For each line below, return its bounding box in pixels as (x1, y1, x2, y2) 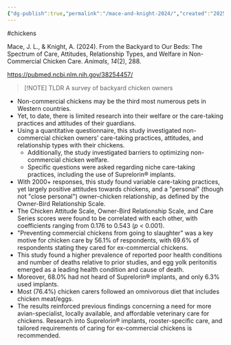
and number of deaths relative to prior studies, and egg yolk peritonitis (16, 258, 217, 266)
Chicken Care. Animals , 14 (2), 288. (42, 56, 142, 65)
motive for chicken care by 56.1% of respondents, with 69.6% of (16, 236, 199, 244)
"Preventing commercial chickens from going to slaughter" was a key (16, 229, 213, 237)
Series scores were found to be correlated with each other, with (16, 214, 198, 222)
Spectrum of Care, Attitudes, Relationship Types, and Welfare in (7, 50, 188, 58)
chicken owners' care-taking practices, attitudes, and (52, 134, 204, 142)
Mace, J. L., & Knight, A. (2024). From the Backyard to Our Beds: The (7, 42, 203, 50)
